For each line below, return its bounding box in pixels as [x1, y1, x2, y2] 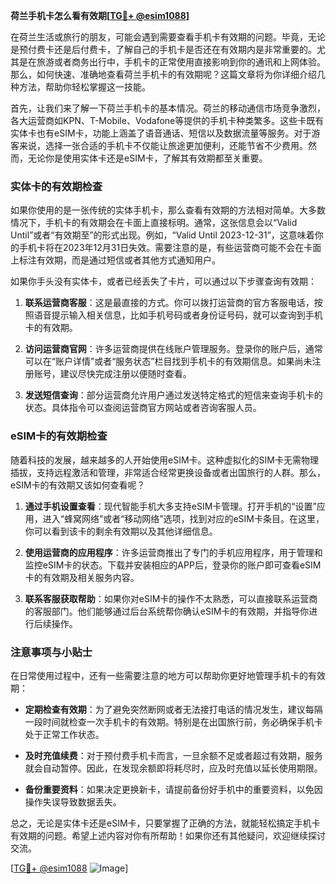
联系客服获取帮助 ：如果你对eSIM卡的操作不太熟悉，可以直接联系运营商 [24, 592, 318, 604]
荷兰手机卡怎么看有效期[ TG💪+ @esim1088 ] [10, 10, 190, 21]
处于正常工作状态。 [24, 728, 105, 740]
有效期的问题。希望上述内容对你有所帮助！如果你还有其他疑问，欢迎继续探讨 [10, 829, 326, 841]
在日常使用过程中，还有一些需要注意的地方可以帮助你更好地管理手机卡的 [10, 669, 308, 681]
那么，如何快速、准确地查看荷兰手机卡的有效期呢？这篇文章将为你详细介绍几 [10, 69, 326, 80]
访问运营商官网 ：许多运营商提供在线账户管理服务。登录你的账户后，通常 [24, 343, 323, 355]
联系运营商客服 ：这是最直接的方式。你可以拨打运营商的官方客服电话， [24, 297, 315, 309]
